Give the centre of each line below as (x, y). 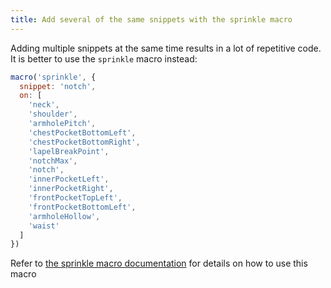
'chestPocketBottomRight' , (84, 142)
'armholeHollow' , (64, 216)
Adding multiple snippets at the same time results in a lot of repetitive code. (166, 48)
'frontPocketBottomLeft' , (82, 207)
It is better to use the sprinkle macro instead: (104, 58)
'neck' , (44, 105)
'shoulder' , (53, 114)
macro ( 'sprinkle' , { (53, 77)
